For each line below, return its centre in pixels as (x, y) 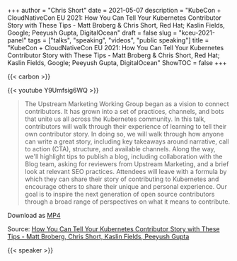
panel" (17, 40)
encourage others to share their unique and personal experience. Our (126, 186)
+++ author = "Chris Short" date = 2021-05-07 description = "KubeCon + (114, 10)
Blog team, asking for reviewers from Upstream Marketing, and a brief (127, 164)
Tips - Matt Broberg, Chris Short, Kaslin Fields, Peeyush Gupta (98, 237)
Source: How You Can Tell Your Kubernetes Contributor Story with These (114, 229)
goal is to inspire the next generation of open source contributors (120, 194)
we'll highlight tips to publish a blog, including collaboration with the (123, 156)
